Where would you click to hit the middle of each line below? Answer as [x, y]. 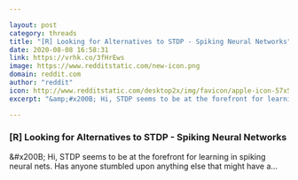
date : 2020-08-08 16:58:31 [59, 49]
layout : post [33, 25]
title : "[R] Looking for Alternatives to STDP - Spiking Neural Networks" [150, 41]
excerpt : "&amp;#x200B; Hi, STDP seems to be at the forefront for [137, 99]
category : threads [43, 33]
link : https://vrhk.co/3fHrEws [67, 58]
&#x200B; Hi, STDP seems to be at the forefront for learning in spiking [137, 156]
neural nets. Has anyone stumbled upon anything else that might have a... [143, 166]
